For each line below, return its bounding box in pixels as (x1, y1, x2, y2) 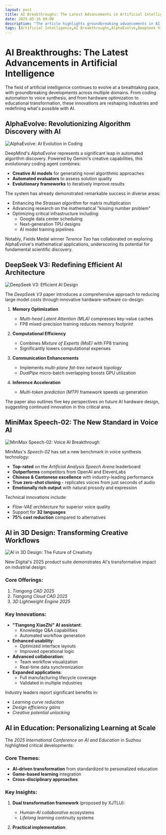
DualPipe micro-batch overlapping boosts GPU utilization (19, 370, 136, 376)
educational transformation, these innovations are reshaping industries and (5, 100, 158, 106)
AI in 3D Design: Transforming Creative (5, 528, 128, 537)
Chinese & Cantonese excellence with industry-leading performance (12, 474, 154, 480)
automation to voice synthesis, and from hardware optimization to (5, 95, 139, 101)
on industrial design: (5, 564, 47, 570)
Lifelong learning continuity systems (19, 815, 94, 821)
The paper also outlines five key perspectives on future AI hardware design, (5, 398, 160, 404)
